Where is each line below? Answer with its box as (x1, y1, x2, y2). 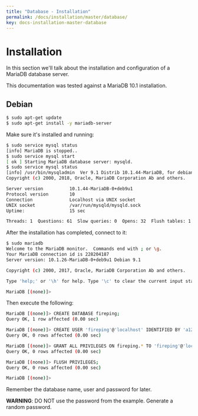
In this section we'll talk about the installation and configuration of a (6, 64, 170, 71)
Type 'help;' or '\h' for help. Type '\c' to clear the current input (6, 278, 183, 284)
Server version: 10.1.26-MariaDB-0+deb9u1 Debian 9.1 (6, 257, 141, 263)
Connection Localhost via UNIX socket (6, 197, 136, 203)
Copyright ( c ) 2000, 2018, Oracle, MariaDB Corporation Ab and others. (6, 175, 186, 181)
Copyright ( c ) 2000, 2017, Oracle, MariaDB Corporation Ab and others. (6, 268, 186, 273)
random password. (6, 404, 52, 411)
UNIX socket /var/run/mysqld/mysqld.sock (6, 202, 141, 208)
